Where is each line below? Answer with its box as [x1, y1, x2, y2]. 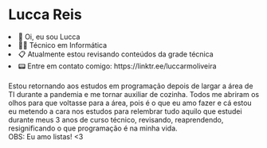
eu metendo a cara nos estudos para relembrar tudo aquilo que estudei [8, 106, 242, 116]
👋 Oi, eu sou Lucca [18, 32, 80, 41]
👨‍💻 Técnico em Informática [18, 40, 108, 49]
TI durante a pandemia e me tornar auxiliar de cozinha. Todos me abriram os [8, 89, 260, 99]
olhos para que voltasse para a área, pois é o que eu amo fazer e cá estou [8, 98, 253, 107]
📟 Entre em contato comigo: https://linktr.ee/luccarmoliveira [18, 61, 217, 71]
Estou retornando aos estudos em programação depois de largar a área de [8, 81, 253, 91]
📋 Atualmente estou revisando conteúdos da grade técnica [18, 49, 214, 59]
